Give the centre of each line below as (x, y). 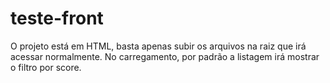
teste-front (57, 18)
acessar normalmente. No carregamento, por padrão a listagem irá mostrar (165, 56)
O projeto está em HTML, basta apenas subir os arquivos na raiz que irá (158, 46)
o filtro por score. (46, 67)
